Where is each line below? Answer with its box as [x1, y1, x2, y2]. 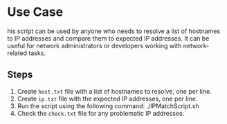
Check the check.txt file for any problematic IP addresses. [17, 109, 185, 117]
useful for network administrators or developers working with [7, 41, 182, 50]
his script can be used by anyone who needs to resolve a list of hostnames [7, 27, 220, 35]
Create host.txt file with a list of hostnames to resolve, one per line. [17, 87, 212, 95]
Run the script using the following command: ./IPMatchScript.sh [17, 101, 199, 110]
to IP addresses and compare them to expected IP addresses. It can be [7, 34, 210, 42]
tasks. [28, 49, 46, 57]
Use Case [7, 4, 64, 20]
